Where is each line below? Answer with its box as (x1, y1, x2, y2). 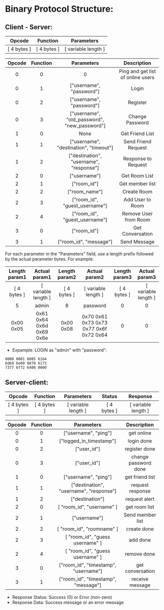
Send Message (120, 239, 155, 245)
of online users (120, 74, 155, 81)
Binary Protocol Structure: (5, 3, 114, 15)
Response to (123, 155, 152, 162)
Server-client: (5, 378, 49, 387)
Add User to (123, 196, 151, 203)
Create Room (122, 188, 153, 195)
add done (129, 536, 151, 543)
